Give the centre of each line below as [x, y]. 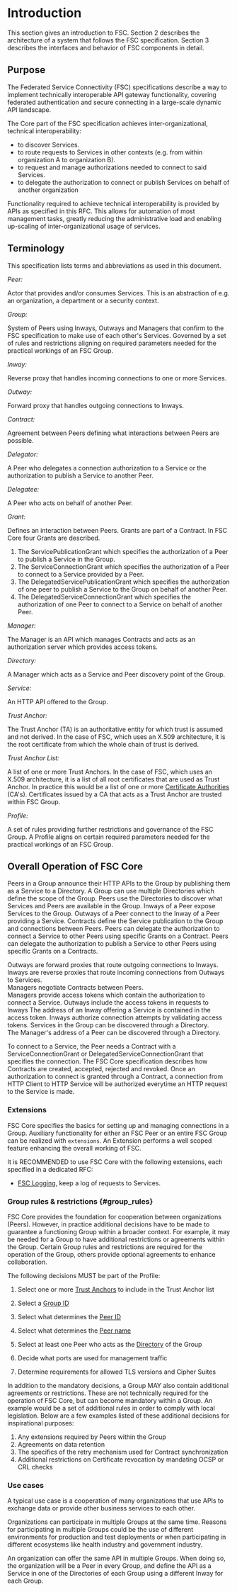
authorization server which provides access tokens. [82, 647]
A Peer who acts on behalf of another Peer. [70, 503]
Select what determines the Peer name [74, 1331]
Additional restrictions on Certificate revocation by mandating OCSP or [121, 1459]
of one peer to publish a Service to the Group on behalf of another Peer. [122, 589]
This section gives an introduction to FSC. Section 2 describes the [104, 33]
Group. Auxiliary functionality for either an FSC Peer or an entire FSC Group [117, 1133]
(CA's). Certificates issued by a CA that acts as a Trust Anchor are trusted [115, 794]
